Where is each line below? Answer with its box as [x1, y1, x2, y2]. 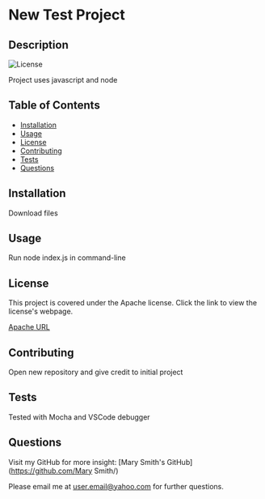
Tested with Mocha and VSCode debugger [8, 412, 151, 422]
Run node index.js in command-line [8, 253, 127, 262]
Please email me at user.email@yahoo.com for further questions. [8, 481, 224, 491]
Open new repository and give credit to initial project [8, 367, 183, 377]
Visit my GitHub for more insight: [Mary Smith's [8, 457, 166, 467]
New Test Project [8, 6, 125, 24]
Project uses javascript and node [8, 75, 118, 84]
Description [8, 38, 69, 52]
